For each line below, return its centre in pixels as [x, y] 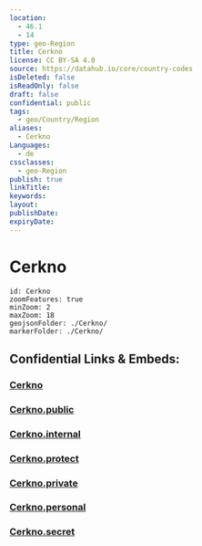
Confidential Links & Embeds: [95, 358]
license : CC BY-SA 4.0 [52, 60]
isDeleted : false [42, 78]
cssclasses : [32, 162]
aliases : [26, 129]
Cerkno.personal [48, 508]
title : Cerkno [36, 52]
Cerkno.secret [42, 532]
